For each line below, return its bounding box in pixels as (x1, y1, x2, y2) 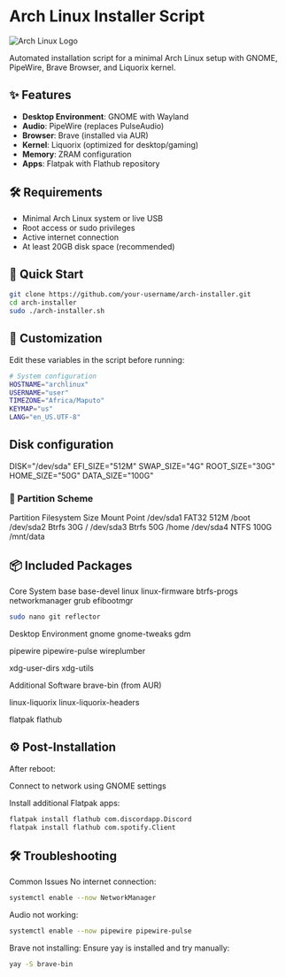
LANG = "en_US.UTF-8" (9, 413, 81, 422)
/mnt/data (9, 531, 46, 542)
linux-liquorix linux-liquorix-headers (9, 696, 140, 707)
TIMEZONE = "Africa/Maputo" (9, 396, 104, 405)
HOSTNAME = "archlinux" (9, 380, 89, 388)
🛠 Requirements (9, 185, 104, 200)
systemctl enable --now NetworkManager (9, 894, 157, 903)
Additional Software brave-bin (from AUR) (9, 680, 162, 690)
